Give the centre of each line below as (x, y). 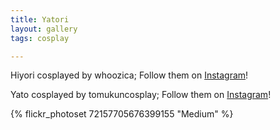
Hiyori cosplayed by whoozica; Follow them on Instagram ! (129, 75)
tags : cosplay (40, 38)
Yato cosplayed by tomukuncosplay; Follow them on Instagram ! (141, 95)
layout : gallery (44, 29)
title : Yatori (40, 19)
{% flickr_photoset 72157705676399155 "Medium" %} (122, 114)
